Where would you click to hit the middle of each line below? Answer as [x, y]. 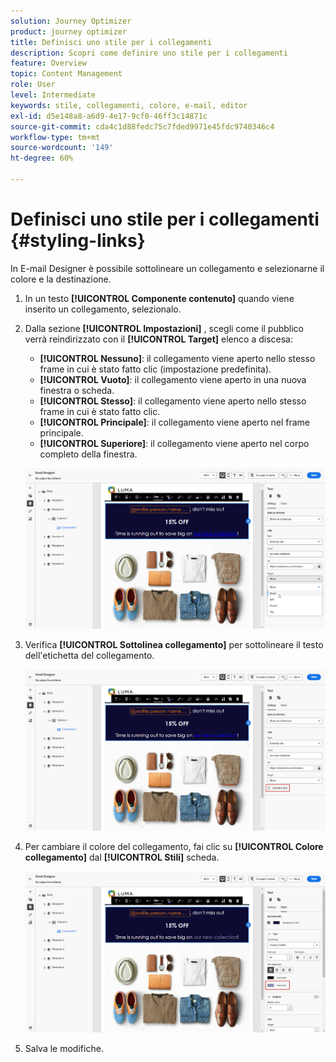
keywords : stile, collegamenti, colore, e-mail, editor [129, 105]
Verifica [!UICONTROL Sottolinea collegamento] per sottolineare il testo [174, 644]
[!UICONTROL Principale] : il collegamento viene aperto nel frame [174, 422]
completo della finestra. [88, 454]
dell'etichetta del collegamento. [89, 655]
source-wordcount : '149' [62, 148]
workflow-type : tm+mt [55, 137]
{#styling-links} [78, 241]
